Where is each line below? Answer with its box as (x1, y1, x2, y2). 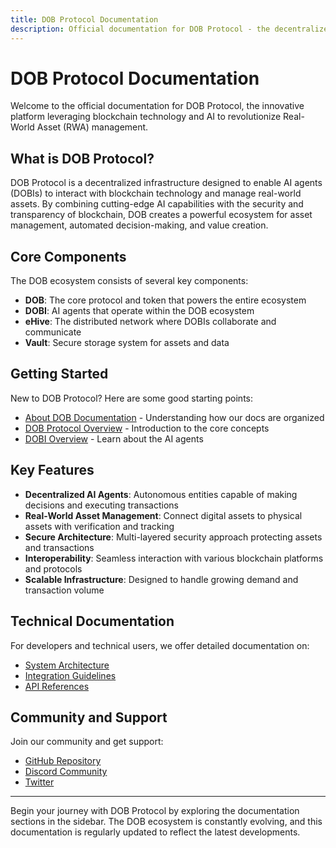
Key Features (10, 462, 95, 479)
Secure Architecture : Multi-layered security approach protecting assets (24, 531, 323, 543)
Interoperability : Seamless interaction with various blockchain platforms (24, 552, 324, 564)
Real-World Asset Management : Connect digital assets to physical (24, 509, 303, 521)
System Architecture (24, 659, 110, 671)
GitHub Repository (24, 755, 102, 767)
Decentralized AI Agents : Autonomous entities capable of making (24, 488, 298, 500)
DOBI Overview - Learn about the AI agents (24, 432, 204, 445)
